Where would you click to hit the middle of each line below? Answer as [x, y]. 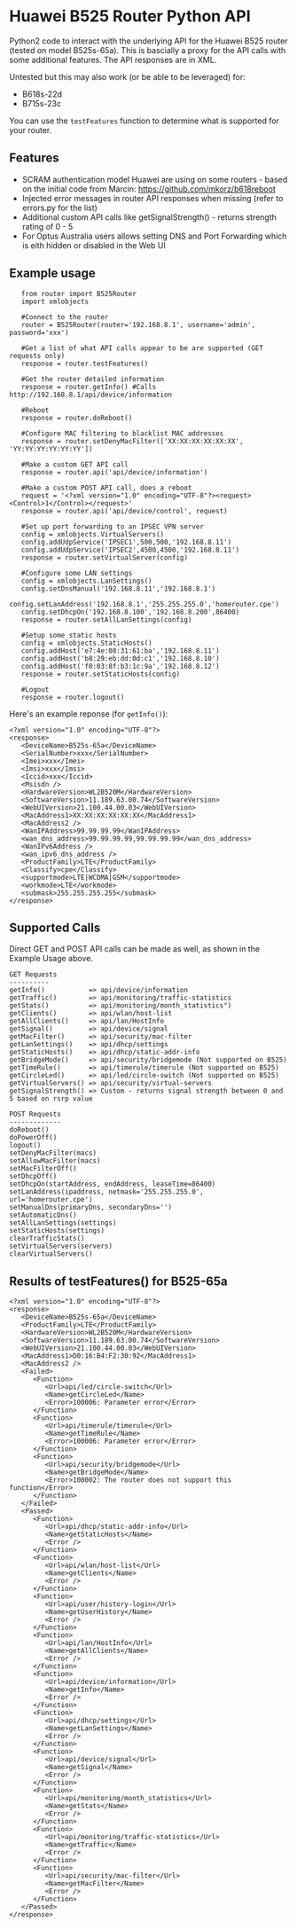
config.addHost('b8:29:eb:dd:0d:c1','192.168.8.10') [120, 658]
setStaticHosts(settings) [57, 1231]
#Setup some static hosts [69, 635]
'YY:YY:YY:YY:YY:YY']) [51, 449]
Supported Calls [55, 927]
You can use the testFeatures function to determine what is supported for [144, 121]
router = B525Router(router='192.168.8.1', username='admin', [138, 325]
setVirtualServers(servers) [61, 1246]
